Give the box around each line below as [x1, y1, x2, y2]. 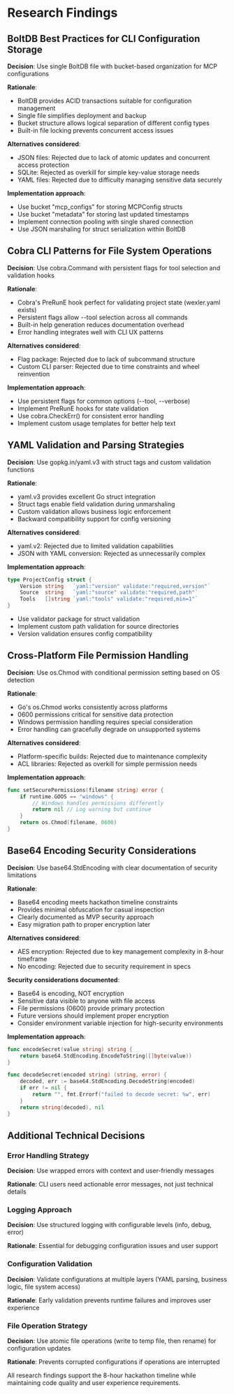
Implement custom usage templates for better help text [17, 419, 176, 427]
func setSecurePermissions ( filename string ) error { [7, 786, 164, 793]
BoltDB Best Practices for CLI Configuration [7, 33, 200, 45]
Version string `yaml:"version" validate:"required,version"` [20, 582, 211, 589]
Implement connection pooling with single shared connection [17, 218, 193, 226]
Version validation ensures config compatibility [17, 630, 153, 638]
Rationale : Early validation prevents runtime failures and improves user [7, 1296, 212, 1304]
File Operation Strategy [7, 1321, 88, 1330]
